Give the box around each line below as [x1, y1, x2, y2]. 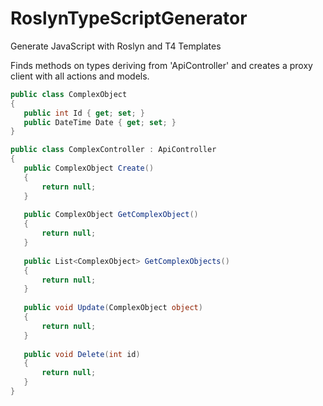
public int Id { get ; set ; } [23, 108, 145, 118]
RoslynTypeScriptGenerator [10, 7, 248, 30]
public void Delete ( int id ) [23, 349, 141, 359]
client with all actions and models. [10, 70, 150, 82]
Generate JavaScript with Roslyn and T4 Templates [10, 40, 222, 52]
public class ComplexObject [10, 89, 128, 99]
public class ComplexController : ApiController [10, 145, 217, 155]
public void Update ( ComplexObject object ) [23, 303, 203, 313]
